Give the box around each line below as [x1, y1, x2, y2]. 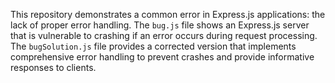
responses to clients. [10, 62, 97, 73]
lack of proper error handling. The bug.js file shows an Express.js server [10, 19, 310, 31]
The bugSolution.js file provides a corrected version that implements [10, 40, 297, 52]
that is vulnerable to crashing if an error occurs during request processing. [10, 30, 318, 41]
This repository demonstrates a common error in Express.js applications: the [10, 9, 326, 20]
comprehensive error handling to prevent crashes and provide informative [10, 51, 315, 63]
